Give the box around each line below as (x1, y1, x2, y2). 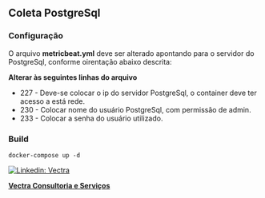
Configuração (8, 30, 64, 42)
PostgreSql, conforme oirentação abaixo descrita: (8, 57, 172, 66)
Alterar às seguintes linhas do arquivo (8, 72, 138, 82)
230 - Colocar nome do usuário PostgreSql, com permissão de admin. (19, 105, 251, 114)
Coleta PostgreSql (8, 6, 101, 20)
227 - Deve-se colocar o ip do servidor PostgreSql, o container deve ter (19, 88, 258, 97)
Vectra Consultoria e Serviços (8, 180, 110, 190)
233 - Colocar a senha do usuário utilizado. (19, 113, 163, 123)
